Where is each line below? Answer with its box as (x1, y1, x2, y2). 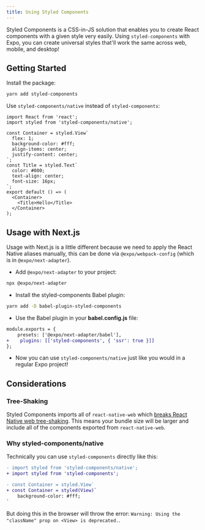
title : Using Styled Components (6, 9, 89, 15)
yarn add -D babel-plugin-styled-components (6, 303, 122, 309)
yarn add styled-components (6, 91, 78, 97)
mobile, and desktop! (6, 45, 60, 53)
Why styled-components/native (6, 439, 104, 447)
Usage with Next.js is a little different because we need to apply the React (6, 243, 193, 251)
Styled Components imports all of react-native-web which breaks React (6, 411, 188, 418)
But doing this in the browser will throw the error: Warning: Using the (6, 510, 181, 517)
